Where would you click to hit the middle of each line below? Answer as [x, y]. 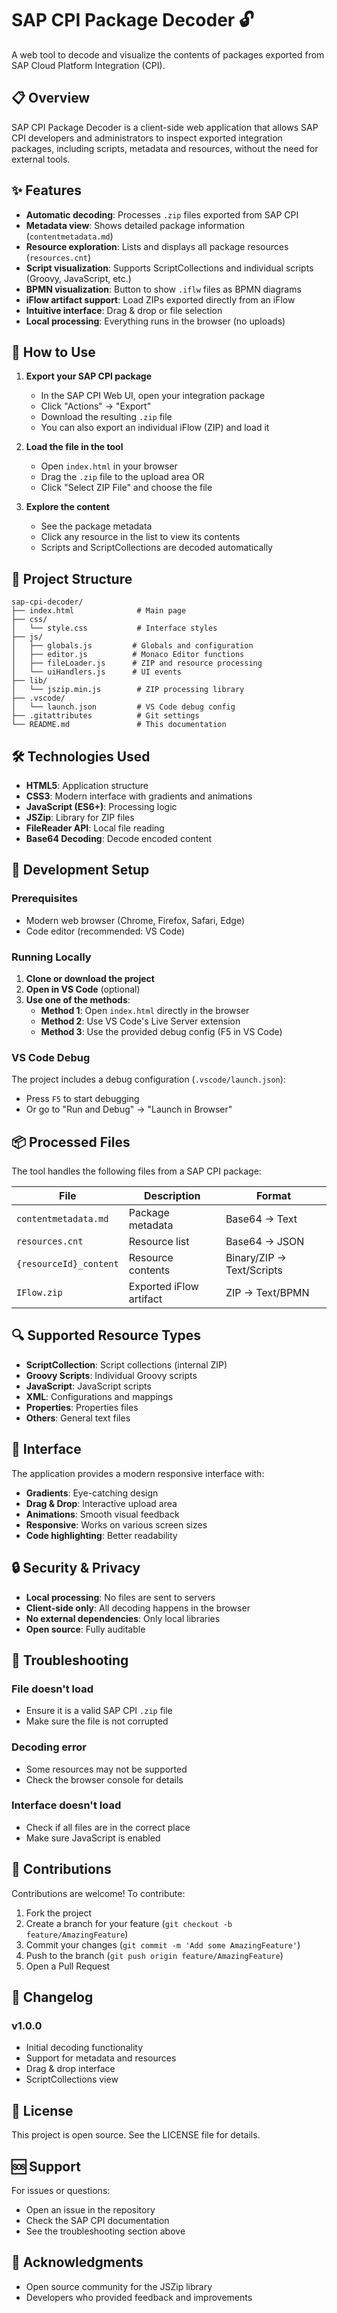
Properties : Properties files [82, 1407]
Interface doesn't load [66, 1805]
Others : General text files [78, 1418]
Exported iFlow [163, 1287]
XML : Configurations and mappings [99, 1396]
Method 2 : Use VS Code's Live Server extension [140, 1021]
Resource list [159, 1242]
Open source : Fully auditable [85, 1629]
